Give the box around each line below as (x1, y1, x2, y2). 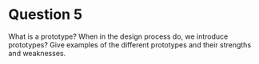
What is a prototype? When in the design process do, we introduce (8, 32, 229, 41)
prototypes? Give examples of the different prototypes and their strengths (8, 40, 252, 49)
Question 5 (8, 6, 83, 24)
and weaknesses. (8, 48, 66, 58)
